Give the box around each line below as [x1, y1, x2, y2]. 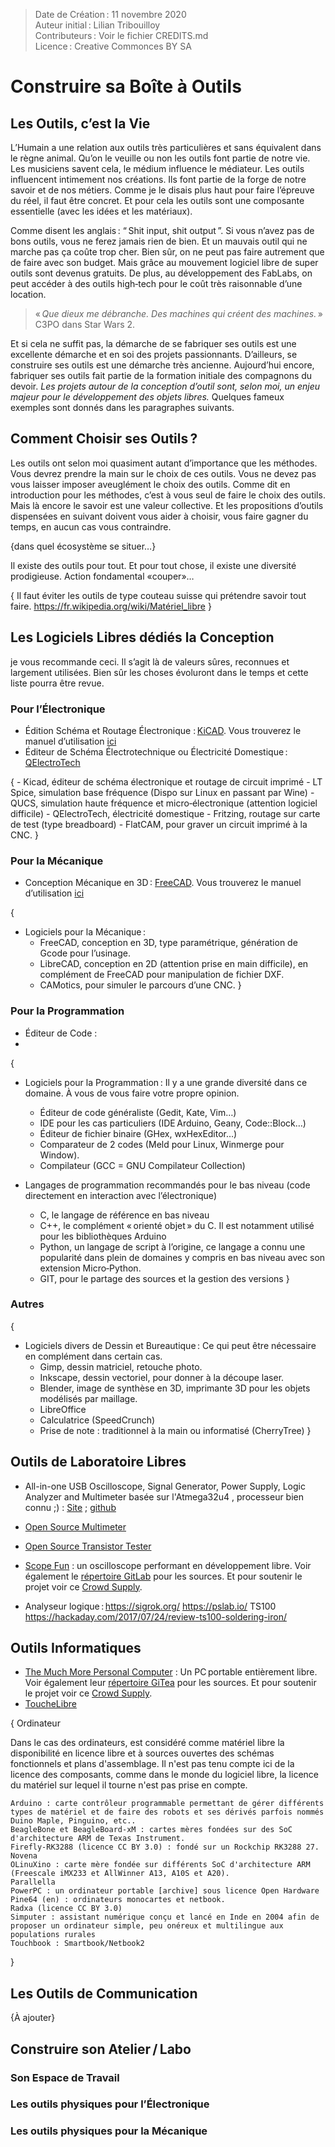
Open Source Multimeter [24, 1520, 127, 1533]
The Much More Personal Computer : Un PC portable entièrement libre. [24, 1666, 318, 1678]
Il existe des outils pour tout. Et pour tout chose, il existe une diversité [10, 559, 297, 571]
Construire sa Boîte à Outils [10, 75, 242, 98]
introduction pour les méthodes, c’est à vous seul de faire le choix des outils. [10, 489, 326, 501]
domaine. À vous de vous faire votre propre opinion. [24, 1087, 240, 1099]
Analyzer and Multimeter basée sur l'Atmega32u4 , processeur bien [24, 1490, 305, 1503]
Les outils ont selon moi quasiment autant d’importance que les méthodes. [10, 457, 318, 469]
